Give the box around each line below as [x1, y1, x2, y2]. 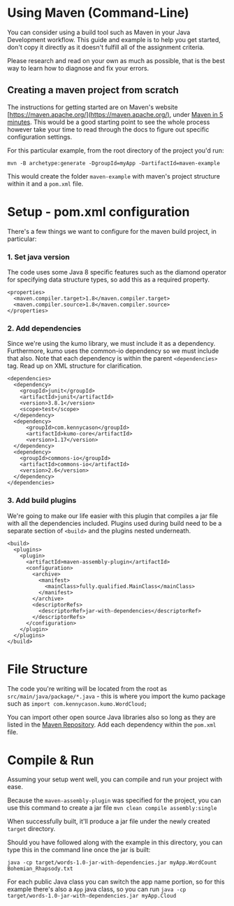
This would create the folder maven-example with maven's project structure [7, 172, 220, 180]
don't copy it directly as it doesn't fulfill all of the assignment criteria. [7, 43, 205, 51]
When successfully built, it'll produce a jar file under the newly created [7, 817, 211, 825]
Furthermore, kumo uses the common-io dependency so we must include [7, 347, 219, 355]
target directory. [7, 825, 56, 833]
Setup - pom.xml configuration [7, 204, 190, 220]
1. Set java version [7, 252, 70, 262]
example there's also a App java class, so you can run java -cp [7, 885, 187, 893]
